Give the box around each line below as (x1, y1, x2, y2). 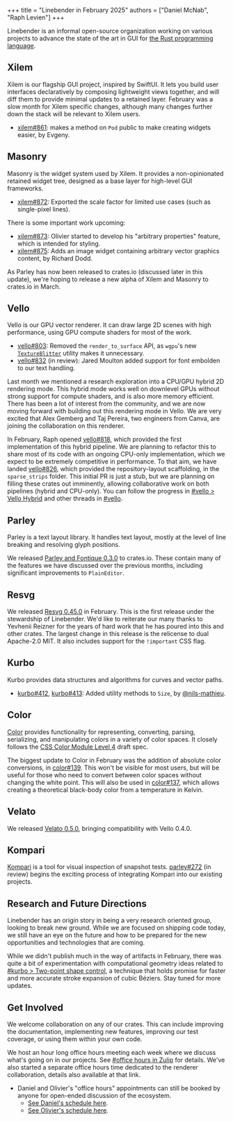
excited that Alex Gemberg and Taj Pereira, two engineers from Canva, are (7, 414, 220, 423)
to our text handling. (17, 364, 75, 372)
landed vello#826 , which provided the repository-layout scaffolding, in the (7, 465, 220, 473)
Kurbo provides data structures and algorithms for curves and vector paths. (7, 675, 224, 684)
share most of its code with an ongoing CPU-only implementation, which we (7, 450, 225, 459)
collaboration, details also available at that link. (7, 1070, 141, 1079)
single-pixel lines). (17, 205, 70, 213)
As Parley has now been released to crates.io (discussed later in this (7, 267, 203, 276)
